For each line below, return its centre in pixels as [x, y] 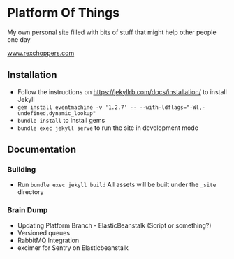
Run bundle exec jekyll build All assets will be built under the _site [117, 185]
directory [30, 192]
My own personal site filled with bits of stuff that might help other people [112, 32]
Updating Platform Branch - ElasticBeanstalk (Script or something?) [114, 225]
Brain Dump [28, 210]
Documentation [42, 150]
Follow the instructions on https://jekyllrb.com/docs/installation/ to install [122, 91]
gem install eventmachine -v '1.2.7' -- [77, 107]
